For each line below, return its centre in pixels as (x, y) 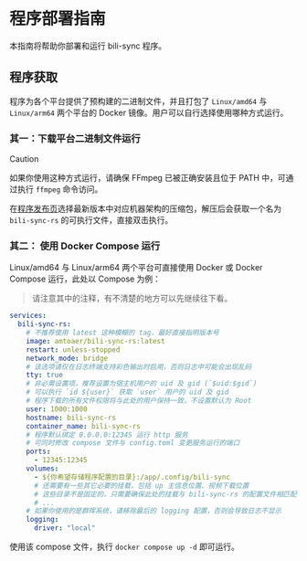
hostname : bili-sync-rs (71, 418)
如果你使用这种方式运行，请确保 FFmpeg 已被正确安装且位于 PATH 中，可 (148, 178)
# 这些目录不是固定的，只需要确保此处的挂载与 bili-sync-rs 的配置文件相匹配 (165, 494)
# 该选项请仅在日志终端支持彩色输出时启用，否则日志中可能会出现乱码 (139, 366)
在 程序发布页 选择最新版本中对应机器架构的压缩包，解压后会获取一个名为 (145, 209)
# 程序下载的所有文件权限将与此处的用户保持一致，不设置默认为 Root (139, 401)
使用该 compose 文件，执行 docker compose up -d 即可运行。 (125, 547)
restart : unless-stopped (73, 349)
